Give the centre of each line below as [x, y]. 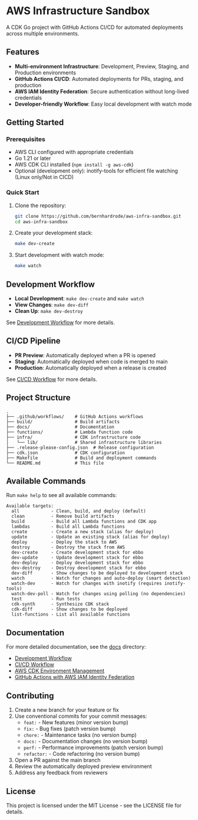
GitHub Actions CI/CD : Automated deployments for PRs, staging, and [99, 79]
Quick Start [23, 192]
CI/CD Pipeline [33, 341]
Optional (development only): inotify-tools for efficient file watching [96, 171]
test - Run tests [46, 599]
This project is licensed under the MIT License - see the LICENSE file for [94, 805]
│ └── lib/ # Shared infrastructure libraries [84, 442]
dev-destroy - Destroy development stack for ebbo [79, 568]
